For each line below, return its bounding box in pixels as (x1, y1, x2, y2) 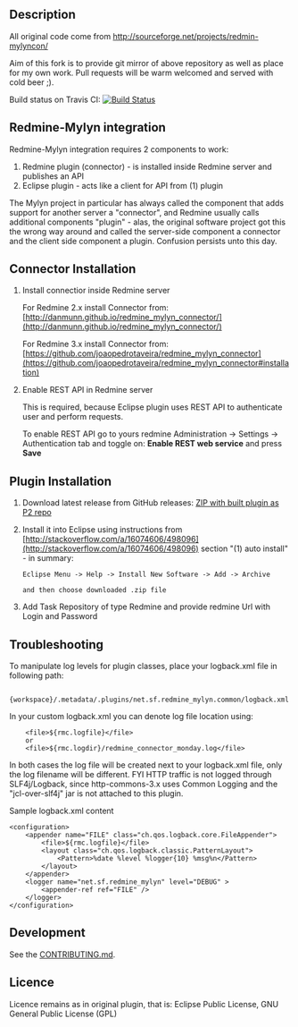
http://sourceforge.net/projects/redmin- (112, 30, 259, 41)
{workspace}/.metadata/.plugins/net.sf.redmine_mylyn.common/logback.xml (9, 695, 290, 705)
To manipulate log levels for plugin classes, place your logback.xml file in (9, 661, 278, 672)
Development (9, 925, 87, 940)
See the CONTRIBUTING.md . (9, 948, 116, 960)
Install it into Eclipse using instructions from (21, 524, 183, 535)
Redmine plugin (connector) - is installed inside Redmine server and (21, 161, 272, 172)
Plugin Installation (9, 473, 112, 488)
